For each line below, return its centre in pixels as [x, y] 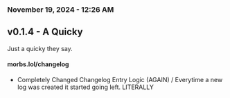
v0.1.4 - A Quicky [45, 32]
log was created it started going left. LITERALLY [86, 87]
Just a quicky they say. [40, 48]
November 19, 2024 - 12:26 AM [61, 10]
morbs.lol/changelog [38, 64]
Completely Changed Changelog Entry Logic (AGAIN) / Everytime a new [120, 79]
